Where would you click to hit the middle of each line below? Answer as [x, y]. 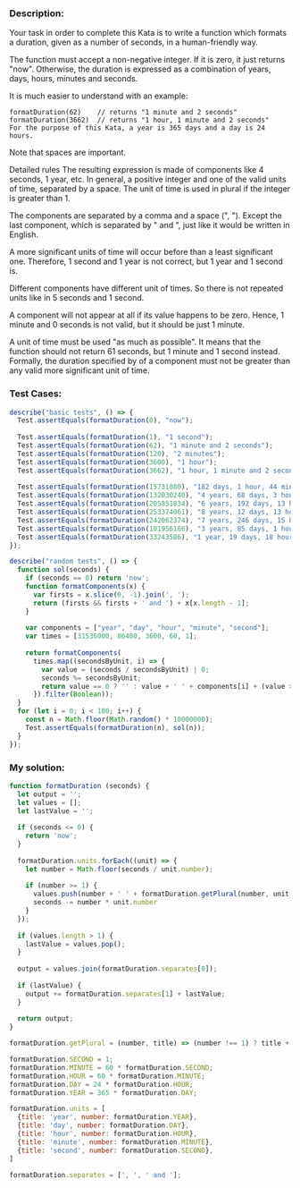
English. [24, 234]
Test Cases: [36, 394]
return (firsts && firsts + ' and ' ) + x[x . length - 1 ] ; [141, 603]
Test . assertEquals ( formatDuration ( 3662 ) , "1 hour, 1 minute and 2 [143, 471]
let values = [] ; [50, 802]
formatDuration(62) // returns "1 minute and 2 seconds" [124, 113]
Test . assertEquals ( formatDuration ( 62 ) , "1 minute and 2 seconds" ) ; [146, 445]
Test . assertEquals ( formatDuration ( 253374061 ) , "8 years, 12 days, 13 [149, 513]
